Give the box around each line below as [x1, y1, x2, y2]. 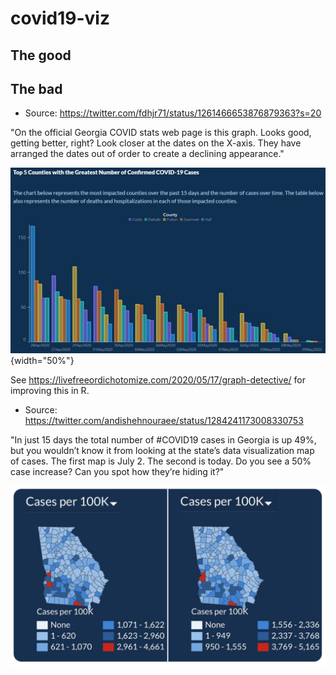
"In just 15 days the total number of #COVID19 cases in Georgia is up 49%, [10, 433, 317, 446]
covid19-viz [10, 7, 110, 30]
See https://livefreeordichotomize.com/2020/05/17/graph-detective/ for [10, 373, 306, 386]
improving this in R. [10, 384, 90, 396]
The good [10, 47, 72, 64]
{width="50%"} [10, 354, 75, 366]
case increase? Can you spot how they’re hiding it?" [10, 465, 225, 477]
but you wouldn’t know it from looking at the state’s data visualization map [10, 444, 315, 456]
